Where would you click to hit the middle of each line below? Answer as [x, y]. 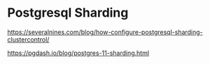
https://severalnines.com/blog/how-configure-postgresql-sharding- [105, 32]
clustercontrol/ [28, 39]
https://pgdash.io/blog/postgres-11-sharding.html [78, 53]
